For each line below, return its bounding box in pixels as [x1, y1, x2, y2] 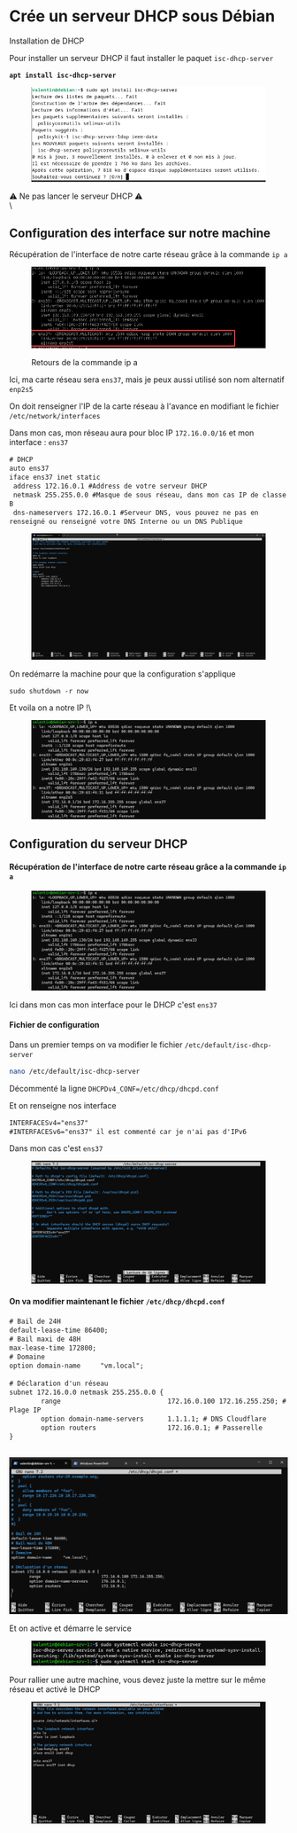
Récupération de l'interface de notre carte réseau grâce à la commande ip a [9, 249, 288, 260]
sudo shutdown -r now [9, 686, 89, 695]
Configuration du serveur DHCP [9, 836, 188, 852]
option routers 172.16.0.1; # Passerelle [41, 1423, 263, 1432]
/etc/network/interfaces [9, 411, 101, 420]
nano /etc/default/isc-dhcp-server [9, 1067, 141, 1076]
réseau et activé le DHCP [9, 1684, 101, 1695]
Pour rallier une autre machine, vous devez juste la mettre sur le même [9, 1674, 267, 1686]
